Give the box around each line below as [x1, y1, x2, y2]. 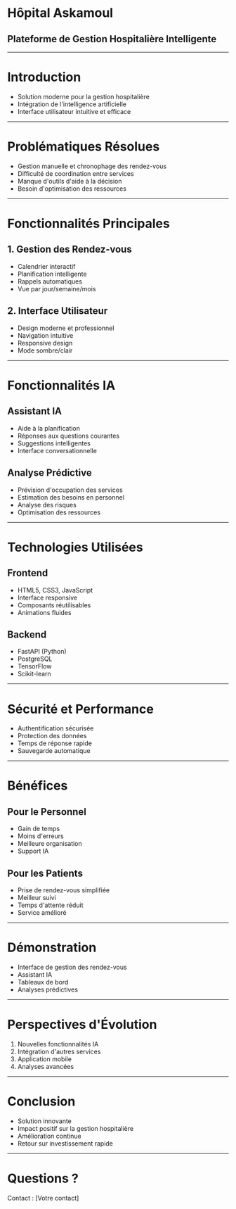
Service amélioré [17, 909, 67, 917]
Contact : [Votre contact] [7, 1194, 79, 1202]
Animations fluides [17, 608, 72, 616]
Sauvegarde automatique [17, 747, 91, 755]
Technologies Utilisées [7, 539, 143, 555]
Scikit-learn [17, 670, 51, 678]
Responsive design [17, 338, 73, 347]
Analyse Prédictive [7, 467, 93, 479]
